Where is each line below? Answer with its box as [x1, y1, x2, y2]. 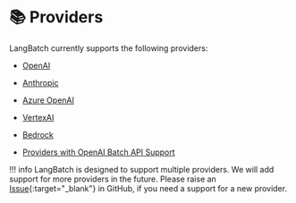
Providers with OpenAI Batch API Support [21, 147, 176, 157]
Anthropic [21, 77, 59, 88]
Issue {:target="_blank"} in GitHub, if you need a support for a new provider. [9, 182, 288, 193]
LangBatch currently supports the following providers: [9, 42, 208, 54]
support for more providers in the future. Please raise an [9, 173, 216, 184]
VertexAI [21, 112, 55, 123]
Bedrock [21, 129, 54, 140]
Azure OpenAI [21, 95, 74, 106]
